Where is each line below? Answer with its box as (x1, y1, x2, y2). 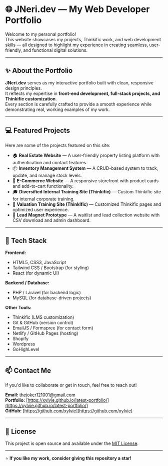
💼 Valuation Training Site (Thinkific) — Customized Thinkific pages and (12, 201, 161, 207)
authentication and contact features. (12, 159, 87, 165)
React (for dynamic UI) (12, 270, 59, 276)
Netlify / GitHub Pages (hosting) (12, 330, 78, 336)
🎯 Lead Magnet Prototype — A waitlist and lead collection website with (12, 212, 160, 218)
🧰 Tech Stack (5, 236, 47, 245)
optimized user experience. (12, 206, 69, 212)
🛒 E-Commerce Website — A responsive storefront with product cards (12, 177, 159, 184)
